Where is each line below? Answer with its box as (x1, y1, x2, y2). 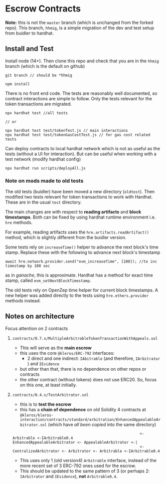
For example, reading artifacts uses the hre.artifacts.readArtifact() (5, 229, 150, 235)
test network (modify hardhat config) (5, 156, 81, 162)
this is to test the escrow (19, 401, 71, 407)
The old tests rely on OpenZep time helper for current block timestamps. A (5, 287, 159, 293)
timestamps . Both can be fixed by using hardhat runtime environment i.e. (5, 214, 156, 220)
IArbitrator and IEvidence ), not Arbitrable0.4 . (19, 473, 118, 479)
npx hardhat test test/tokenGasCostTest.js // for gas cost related (5, 132, 151, 137)
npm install (5, 81, 30, 86)
